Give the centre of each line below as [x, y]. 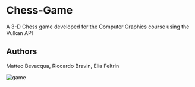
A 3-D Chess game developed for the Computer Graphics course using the [98, 27]
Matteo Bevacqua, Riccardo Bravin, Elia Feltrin [63, 66]
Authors [22, 52]
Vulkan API [20, 33]
